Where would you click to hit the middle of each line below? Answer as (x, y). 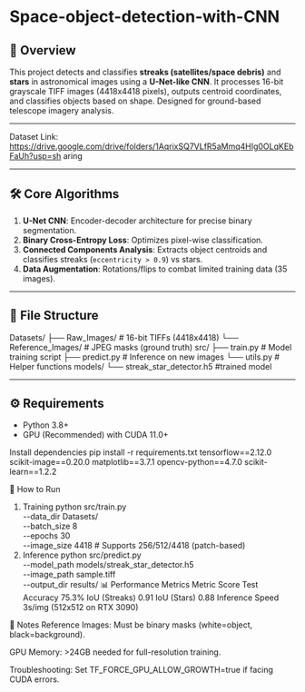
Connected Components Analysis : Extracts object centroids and (145, 249)
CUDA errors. (34, 679)
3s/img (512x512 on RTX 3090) (80, 608)
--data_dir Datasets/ (60, 517)
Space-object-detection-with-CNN (144, 17)
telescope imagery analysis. (62, 110)
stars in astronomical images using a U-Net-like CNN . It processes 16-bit (147, 82)
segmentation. (49, 230)
